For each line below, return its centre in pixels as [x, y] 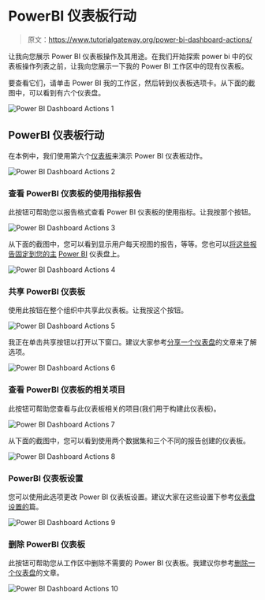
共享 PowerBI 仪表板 [47, 291]
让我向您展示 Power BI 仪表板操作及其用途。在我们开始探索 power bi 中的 [127, 56]
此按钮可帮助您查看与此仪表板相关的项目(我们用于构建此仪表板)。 [114, 408]
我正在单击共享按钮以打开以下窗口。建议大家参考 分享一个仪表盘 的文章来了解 [132, 342]
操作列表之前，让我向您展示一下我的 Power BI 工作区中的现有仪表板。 [135, 66]
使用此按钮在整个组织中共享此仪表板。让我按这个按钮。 [98, 310]
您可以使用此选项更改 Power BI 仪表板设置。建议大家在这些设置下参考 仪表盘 [132, 497]
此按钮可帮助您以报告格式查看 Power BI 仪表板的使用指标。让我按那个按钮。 [132, 212]
